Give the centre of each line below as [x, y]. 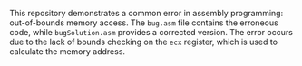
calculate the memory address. [67, 52]
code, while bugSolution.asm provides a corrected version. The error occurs [151, 32]
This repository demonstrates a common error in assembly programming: [146, 13]
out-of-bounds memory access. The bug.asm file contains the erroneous [144, 23]
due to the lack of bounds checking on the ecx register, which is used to [144, 42]
